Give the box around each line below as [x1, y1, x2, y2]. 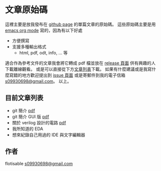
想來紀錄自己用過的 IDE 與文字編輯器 [12, 132, 85, 138]
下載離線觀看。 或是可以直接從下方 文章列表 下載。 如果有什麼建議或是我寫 [5, 66, 152, 72]
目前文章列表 [5, 94, 44, 102]
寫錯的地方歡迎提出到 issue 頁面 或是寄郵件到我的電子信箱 [9, 72, 126, 78]
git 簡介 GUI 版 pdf [12, 113, 49, 119]
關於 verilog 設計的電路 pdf [12, 120, 66, 125]
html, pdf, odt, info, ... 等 [19, 49, 68, 56]
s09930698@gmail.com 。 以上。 [5, 78, 72, 84]
